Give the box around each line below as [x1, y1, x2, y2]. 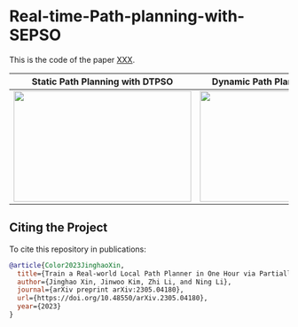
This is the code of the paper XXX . [9, 54, 136, 65]
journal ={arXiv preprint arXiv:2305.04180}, [17, 285, 184, 294]
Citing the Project [9, 220, 108, 236]
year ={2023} [17, 302, 62, 311]
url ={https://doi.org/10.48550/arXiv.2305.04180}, [17, 294, 208, 303]
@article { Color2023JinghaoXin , [9, 261, 125, 269]
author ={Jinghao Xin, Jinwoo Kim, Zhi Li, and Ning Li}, [17, 277, 232, 286]
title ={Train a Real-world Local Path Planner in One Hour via [17, 269, 255, 278]
